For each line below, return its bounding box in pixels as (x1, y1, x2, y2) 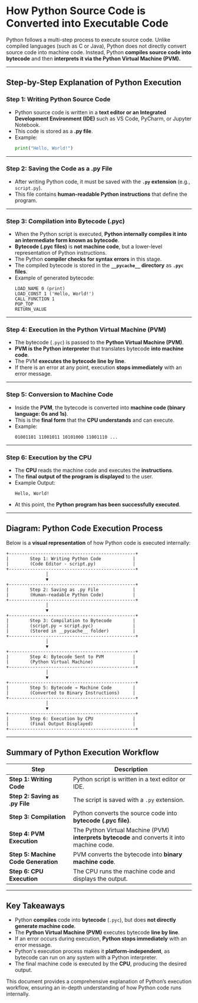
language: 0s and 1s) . (14, 410, 69, 417)
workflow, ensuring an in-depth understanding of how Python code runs (6, 984, 181, 991)
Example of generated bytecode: (14, 274, 95, 281)
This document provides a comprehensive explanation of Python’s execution (6, 978, 192, 985)
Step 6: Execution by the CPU (6, 453, 92, 461)
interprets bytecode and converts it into (72, 833, 185, 841)
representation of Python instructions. (14, 249, 107, 256)
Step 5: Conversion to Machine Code (6, 390, 114, 399)
